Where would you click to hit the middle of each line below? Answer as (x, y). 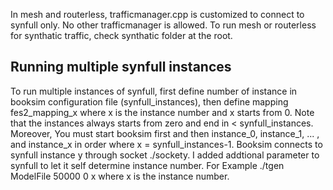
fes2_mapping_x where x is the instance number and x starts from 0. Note (162, 112)
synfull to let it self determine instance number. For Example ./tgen (147, 165)
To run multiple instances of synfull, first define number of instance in (154, 91)
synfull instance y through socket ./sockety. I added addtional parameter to (165, 155)
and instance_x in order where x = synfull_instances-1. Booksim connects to (166, 144)
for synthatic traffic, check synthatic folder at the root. (121, 35)
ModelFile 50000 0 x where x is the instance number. (120, 176)
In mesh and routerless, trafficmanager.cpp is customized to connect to (157, 14)
